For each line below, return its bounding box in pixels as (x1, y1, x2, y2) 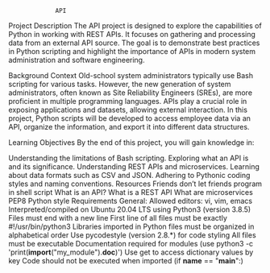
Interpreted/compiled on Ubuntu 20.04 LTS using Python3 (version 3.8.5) (8, 205, 251, 214)
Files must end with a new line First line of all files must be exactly (8, 213, 228, 222)
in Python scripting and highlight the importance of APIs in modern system (8, 47, 256, 56)
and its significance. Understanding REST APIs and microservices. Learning (8, 162, 260, 172)
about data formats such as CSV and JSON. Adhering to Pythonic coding (8, 171, 251, 180)
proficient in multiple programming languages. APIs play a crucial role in (8, 97, 247, 105)
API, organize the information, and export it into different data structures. (8, 122, 250, 131)
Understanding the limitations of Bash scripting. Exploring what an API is (8, 153, 249, 163)
